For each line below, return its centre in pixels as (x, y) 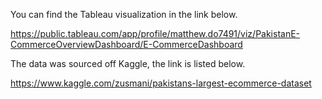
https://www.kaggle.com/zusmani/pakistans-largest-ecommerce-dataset (161, 83)
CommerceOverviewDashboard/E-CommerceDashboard (126, 44)
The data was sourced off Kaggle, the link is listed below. (128, 63)
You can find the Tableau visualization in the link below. (124, 14)
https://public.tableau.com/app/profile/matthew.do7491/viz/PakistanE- (155, 33)
